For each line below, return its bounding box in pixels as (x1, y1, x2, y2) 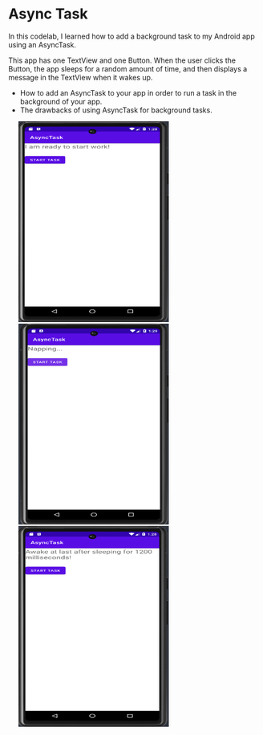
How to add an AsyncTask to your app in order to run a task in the (19, 88, 237, 97)
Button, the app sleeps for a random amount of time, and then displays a (8, 63, 248, 73)
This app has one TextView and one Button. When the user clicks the (8, 55, 237, 65)
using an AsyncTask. (8, 39, 76, 49)
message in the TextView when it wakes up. (8, 72, 153, 82)
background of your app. (19, 96, 103, 106)
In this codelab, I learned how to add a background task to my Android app (8, 31, 255, 41)
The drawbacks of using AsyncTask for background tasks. (19, 105, 212, 115)
